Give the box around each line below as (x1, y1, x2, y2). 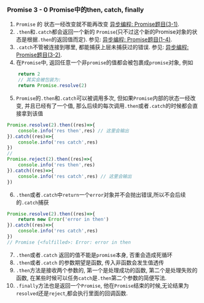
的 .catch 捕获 (15, 198, 49, 206)
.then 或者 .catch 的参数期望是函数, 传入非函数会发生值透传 (15, 259, 165, 266)
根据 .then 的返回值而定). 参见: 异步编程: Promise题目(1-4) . (26, 36, 173, 44)
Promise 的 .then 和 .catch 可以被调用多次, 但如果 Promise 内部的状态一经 (15, 94, 190, 102)
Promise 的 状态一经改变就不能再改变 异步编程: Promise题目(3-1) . (15, 20, 180, 28)
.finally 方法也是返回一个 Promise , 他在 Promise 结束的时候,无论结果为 (15, 282, 189, 289)
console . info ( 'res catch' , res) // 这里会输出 (18, 173, 132, 179)
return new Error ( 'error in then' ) (18, 217, 109, 223)
